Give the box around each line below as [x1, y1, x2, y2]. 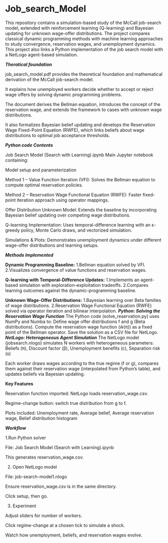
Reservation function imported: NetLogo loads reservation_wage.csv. [5, 390, 148, 396]
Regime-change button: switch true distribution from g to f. [5, 400, 127, 406]
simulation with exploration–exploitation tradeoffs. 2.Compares [19, 282, 149, 288]
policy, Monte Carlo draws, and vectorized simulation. [21, 227, 132, 233]
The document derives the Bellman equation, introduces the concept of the [5, 101, 160, 107]
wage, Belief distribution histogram [5, 415, 78, 421]
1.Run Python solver [5, 435, 46, 441]
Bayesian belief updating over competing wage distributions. [5, 212, 131, 218]
